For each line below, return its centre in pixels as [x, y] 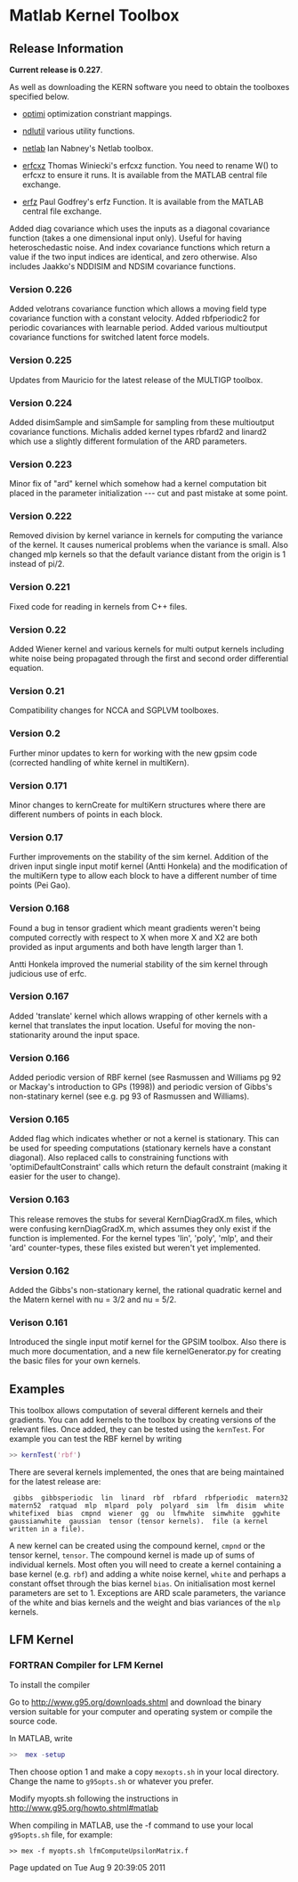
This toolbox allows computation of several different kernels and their [137, 1411]
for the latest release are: [55, 1482]
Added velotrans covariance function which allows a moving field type [138, 309]
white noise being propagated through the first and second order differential [149, 659]
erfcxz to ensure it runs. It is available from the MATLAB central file [145, 175]
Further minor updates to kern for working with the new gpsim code [133, 753]
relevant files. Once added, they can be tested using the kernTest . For [137, 1429]
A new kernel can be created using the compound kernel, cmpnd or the [137, 1546]
